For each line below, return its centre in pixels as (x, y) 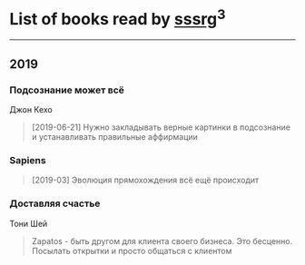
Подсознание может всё (67, 90)
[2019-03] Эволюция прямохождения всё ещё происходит (145, 180)
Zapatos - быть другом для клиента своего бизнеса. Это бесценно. (162, 240)
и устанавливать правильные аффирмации (114, 136)
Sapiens (28, 160)
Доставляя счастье (55, 203)
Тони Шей (29, 223)
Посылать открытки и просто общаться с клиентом (132, 250)
